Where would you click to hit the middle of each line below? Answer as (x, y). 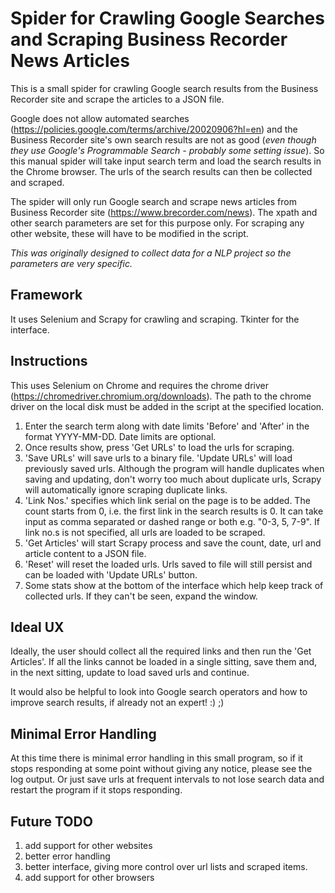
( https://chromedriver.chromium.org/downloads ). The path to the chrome (161, 396)
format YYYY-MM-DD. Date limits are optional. (120, 436)
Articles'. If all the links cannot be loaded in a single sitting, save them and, (164, 662)
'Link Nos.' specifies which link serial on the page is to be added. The (167, 500)
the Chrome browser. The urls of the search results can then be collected (161, 171)
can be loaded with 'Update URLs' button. (111, 574)
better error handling (67, 856)
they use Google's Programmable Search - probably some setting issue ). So (167, 150)
